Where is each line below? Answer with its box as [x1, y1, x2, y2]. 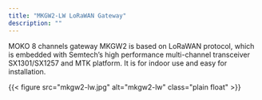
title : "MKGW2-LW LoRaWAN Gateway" [8, 11, 127, 20]
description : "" [8, 19, 62, 27]
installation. [8, 66, 46, 76]
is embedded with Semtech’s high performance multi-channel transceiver [8, 50, 250, 59]
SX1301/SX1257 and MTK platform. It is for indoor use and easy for [8, 58, 228, 68]
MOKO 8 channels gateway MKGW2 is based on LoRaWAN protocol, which [8, 41, 255, 50]
